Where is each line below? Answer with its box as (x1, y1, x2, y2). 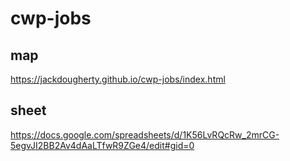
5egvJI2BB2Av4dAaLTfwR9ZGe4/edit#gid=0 (10, 139, 195, 151)
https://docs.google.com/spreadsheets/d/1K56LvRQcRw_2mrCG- (10, 128, 280, 141)
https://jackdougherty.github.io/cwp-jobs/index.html (10, 73, 226, 85)
